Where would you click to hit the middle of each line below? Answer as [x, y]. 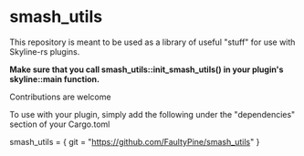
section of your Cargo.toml [60, 124]
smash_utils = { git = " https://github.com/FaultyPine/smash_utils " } [135, 141]
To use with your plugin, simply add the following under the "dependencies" [152, 114]
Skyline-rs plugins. [45, 51]
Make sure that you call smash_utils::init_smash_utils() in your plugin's [147, 69]
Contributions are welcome [60, 97]
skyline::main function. [55, 78]
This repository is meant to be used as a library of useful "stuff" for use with [152, 42]
